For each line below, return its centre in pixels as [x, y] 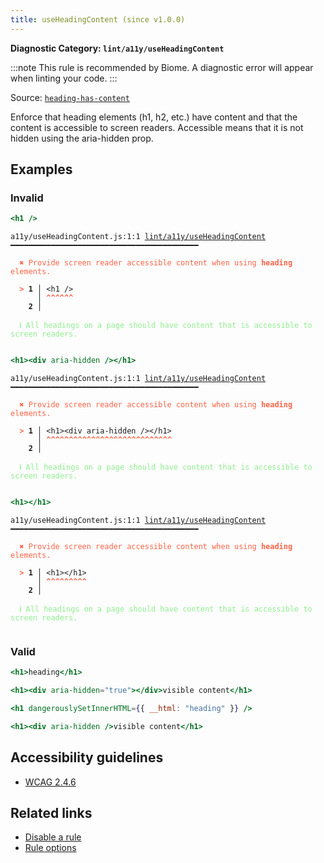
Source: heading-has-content [70, 97]
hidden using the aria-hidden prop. [82, 138]
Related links [51, 812]
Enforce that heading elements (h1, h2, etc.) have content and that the [154, 117]
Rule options [50, 848]
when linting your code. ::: [64, 78]
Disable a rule [53, 837]
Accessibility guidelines [87, 757]
